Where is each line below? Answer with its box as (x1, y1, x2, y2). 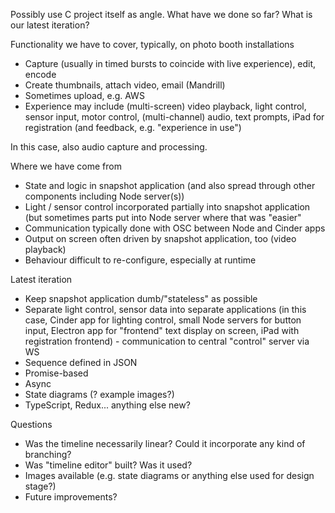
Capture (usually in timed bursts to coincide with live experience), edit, (24, 58, 317, 69)
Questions (10, 419, 53, 430)
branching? (24, 449, 72, 460)
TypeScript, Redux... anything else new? (24, 399, 191, 411)
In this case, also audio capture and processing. (10, 141, 208, 153)
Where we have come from (10, 160, 122, 172)
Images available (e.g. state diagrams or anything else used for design (24, 470, 315, 481)
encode (24, 69, 57, 80)
